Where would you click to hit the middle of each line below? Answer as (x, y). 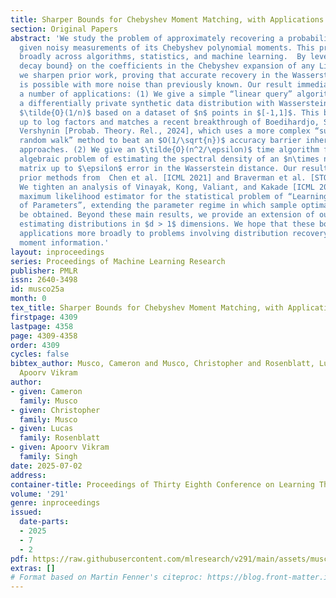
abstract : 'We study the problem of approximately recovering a (147, 38)
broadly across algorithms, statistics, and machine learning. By (163, 57)
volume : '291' (40, 494)
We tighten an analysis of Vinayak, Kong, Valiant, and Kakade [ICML (167, 187)
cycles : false (40, 354)
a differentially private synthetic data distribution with (147, 103)
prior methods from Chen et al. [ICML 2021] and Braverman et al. (163, 177)
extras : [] (33, 568)
